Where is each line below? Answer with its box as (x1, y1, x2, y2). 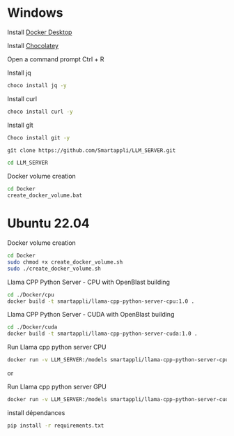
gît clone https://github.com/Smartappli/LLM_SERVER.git (7, 146, 176, 154)
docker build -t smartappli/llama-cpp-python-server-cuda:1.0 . (7, 330, 198, 338)
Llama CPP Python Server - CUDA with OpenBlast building (7, 310, 175, 319)
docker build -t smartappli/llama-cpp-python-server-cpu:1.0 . (7, 298, 195, 305)
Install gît (7, 121, 33, 129)
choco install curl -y (7, 108, 73, 115)
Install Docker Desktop (7, 28, 72, 36)
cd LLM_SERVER (7, 159, 49, 167)
